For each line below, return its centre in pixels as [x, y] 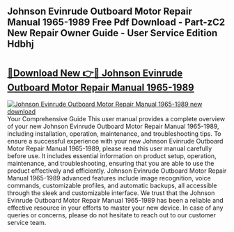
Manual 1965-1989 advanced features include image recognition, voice [109, 178]
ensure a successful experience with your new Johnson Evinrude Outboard [115, 141]
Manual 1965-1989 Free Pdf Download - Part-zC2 [116, 23]
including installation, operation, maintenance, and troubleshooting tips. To [114, 134]
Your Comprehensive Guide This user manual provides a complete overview [116, 119]
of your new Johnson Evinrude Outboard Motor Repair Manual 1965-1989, [113, 126]
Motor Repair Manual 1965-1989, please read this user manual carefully [110, 148]
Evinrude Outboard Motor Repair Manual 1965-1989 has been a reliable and [116, 200]
